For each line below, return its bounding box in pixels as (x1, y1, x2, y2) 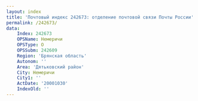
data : (6, 25, 20, 31)
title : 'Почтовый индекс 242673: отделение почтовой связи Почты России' (6, 14, 194, 20)
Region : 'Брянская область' (17, 53, 87, 59)
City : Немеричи (17, 70, 55, 75)
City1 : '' (17, 75, 42, 81)
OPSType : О (17, 42, 44, 48)
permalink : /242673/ (6, 20, 58, 26)
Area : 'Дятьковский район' (17, 64, 84, 70)
